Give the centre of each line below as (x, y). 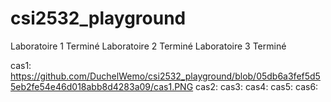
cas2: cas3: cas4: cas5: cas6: (257, 86)
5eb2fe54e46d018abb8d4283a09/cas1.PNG (102, 86)
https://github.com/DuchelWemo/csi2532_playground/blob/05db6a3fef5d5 (165, 76)
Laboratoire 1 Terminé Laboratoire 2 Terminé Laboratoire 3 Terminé (148, 46)
